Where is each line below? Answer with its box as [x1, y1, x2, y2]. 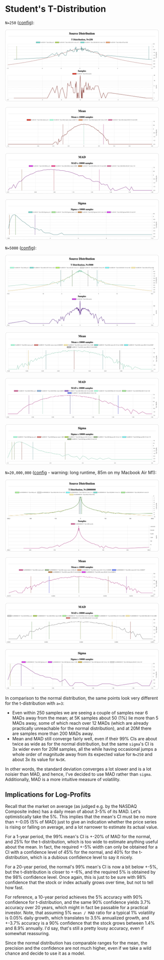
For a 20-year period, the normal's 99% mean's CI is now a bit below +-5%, [5, 864, 158, 870]
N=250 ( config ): [5, 20, 35, 25]
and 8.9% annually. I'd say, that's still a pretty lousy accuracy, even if [5, 925, 144, 931]
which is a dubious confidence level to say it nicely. [30, 854, 133, 860]
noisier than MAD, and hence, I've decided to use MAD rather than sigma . [5, 771, 152, 777]
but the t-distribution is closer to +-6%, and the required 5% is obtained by [5, 869, 156, 875]
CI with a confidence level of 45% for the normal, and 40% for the [5, 849, 138, 855]
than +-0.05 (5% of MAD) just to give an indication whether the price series [5, 819, 157, 825]
